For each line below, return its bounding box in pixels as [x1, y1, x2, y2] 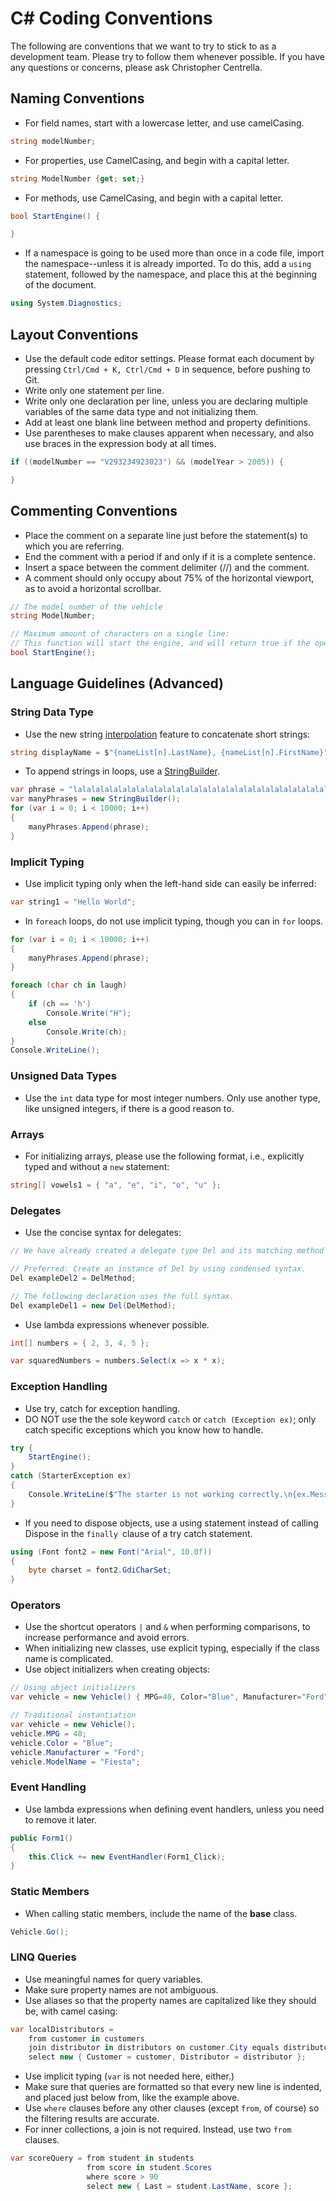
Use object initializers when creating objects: [24, 1663, 211, 1676]
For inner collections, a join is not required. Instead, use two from [24, 2123, 292, 2136]
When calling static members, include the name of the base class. [24, 1907, 298, 1919]
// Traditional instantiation [10, 1710, 137, 1721]
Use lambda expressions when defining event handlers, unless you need [24, 1803, 325, 1815]
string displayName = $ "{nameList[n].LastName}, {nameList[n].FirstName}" [10, 747, 329, 757]
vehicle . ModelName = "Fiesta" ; [10, 1757, 141, 1767]
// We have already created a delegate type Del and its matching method [10, 1246, 325, 1256]
